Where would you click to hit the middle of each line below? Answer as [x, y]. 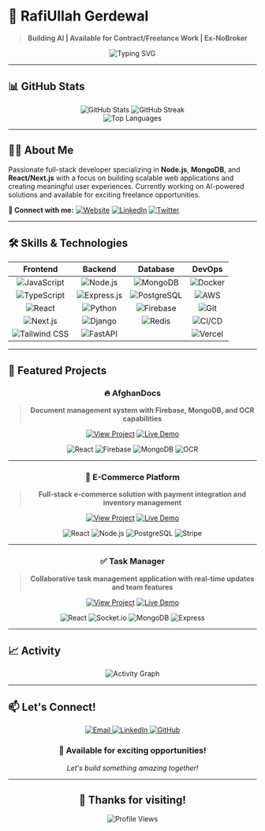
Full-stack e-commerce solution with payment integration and [142, 494]
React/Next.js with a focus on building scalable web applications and [121, 178]
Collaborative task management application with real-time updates [142, 578]
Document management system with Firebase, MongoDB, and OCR [142, 410]
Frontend [41, 270]
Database [156, 270]
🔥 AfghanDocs [132, 393]
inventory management [142, 503]
